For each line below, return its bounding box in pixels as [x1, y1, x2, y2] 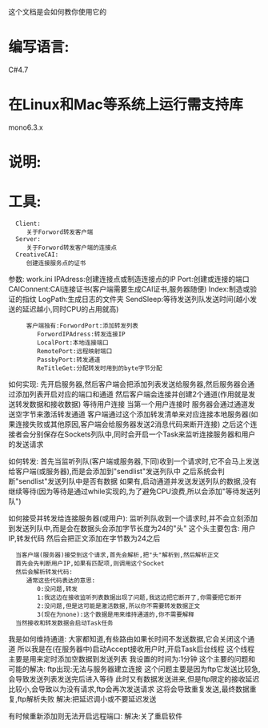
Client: [15, 219, 42, 227]
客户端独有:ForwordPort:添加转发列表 [26, 322, 138, 330]
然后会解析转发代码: [15, 568, 74, 576]
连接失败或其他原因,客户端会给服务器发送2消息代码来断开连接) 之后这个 [14, 420, 250, 428]
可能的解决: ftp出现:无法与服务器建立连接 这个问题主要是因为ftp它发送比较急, [8, 664, 261, 674]
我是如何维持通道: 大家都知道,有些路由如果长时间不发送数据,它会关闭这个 [8, 634, 248, 643]
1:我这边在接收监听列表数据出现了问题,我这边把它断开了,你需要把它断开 [37, 593, 242, 601]
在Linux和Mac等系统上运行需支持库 [8, 95, 244, 114]
